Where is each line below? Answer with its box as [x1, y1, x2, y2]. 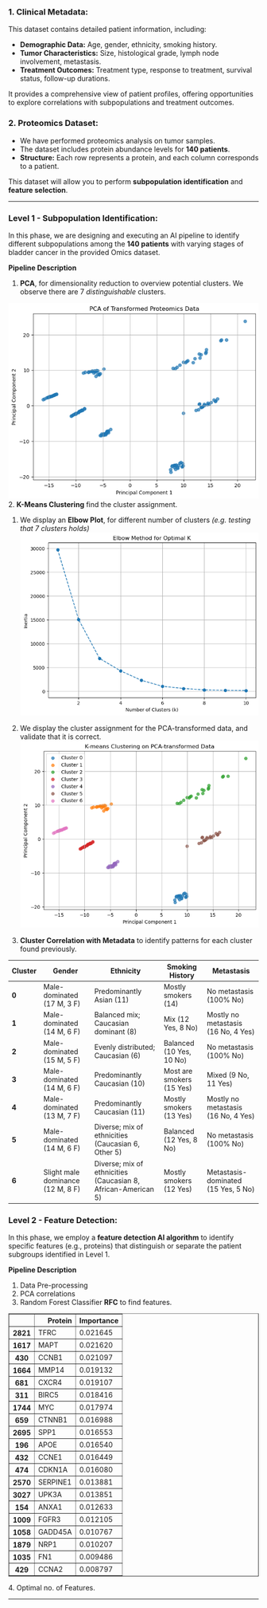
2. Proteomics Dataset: [8, 118, 99, 129]
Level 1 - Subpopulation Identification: [8, 212, 158, 223]
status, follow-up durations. [19, 74, 110, 84]
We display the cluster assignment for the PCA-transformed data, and [19, 724, 249, 733]
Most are [163, 1066, 193, 1075]
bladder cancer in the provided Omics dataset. [8, 247, 161, 257]
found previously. [19, 944, 77, 954]
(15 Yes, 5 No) [206, 1184, 255, 1193]
